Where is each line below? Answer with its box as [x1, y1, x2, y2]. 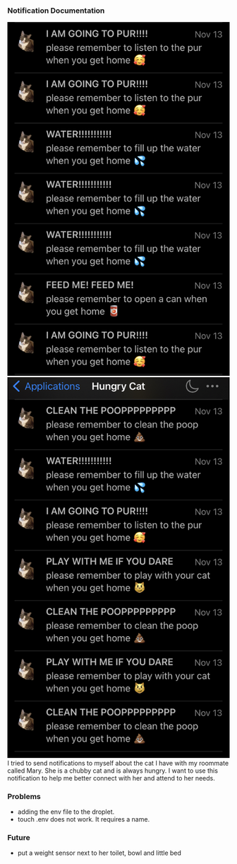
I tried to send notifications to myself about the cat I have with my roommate [7, 759, 229, 767]
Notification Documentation [7, 6, 105, 16]
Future [7, 832, 30, 842]
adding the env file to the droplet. [17, 807, 115, 816]
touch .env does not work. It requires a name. [17, 814, 150, 823]
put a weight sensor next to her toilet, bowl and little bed [17, 848, 182, 858]
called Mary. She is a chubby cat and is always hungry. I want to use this [7, 766, 219, 775]
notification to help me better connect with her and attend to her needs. [7, 773, 215, 782]
